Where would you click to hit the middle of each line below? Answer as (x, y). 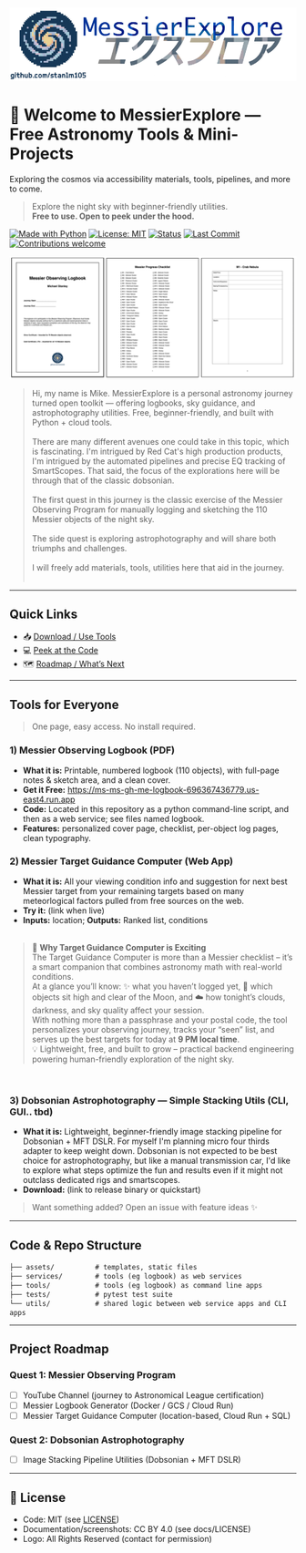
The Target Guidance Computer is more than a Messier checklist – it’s (162, 957)
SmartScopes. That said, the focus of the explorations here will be (156, 470)
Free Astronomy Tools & (102, 134)
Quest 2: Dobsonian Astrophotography (97, 1440)
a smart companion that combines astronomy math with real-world (157, 967)
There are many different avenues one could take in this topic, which (160, 441)
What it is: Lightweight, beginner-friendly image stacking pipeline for (152, 1132)
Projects (42, 154)
